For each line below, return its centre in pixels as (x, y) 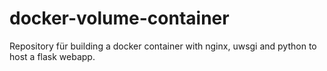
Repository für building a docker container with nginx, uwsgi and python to (163, 46)
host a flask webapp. (52, 56)
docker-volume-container (119, 18)
